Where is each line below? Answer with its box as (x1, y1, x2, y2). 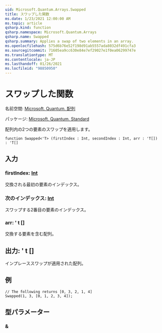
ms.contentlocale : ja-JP (5, 57, 55, 62)
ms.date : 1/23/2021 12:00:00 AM (5, 16, 71, 21)
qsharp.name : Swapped (5, 35, 49, 39)
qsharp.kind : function (5, 25, 51, 30)
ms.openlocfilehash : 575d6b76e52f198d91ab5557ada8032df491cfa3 (5, 43, 136, 48)
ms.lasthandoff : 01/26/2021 (5, 61, 62, 66)
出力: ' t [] (5, 247, 34, 255)
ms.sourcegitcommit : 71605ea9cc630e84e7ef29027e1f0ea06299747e (5, 48, 136, 53)
